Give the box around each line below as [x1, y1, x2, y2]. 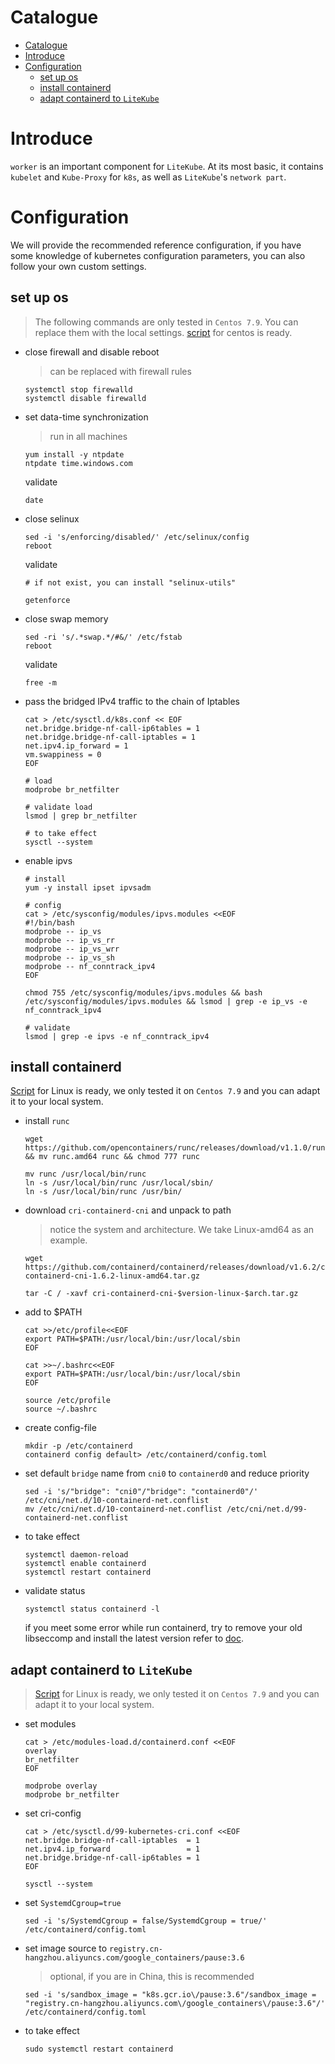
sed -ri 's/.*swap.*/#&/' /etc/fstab [24, 632, 183, 642]
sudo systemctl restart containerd [24, 2044, 174, 2055]
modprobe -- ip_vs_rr [24, 935, 115, 945]
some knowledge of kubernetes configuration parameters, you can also [10, 249, 306, 261]
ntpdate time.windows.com [24, 458, 133, 468]
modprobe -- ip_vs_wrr [24, 944, 120, 954]
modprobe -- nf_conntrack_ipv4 [24, 961, 156, 971]
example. [49, 1234, 88, 1246]
